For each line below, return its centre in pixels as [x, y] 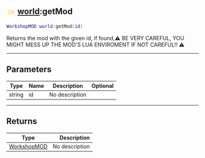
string [16, 95]
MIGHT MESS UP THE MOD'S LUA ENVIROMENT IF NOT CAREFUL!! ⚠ [95, 45]
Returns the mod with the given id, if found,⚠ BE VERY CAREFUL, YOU [95, 38]
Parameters [29, 70]
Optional [103, 86]
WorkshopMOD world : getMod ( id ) [45, 26]
